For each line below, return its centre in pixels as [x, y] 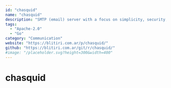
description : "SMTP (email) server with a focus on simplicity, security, [87, 19]
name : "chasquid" [24, 15]
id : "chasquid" [21, 10]
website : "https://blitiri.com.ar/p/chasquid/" [57, 43]
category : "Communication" [34, 39]
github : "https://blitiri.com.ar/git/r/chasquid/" [60, 48]
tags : [11, 24]
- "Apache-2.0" [26, 29]
